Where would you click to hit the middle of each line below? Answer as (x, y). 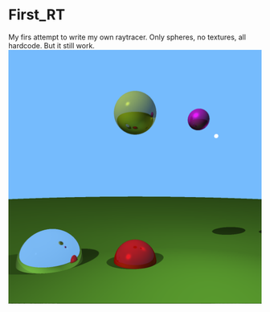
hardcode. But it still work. (51, 45)
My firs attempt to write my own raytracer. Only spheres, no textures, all (127, 37)
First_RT (37, 15)
